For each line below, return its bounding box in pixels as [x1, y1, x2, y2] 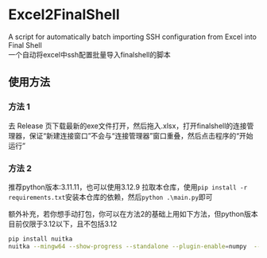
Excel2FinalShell [8, 6, 120, 24]
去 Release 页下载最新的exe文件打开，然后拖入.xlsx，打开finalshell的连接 [8, 121, 248, 131]
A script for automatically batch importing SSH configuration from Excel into [8, 32, 257, 41]
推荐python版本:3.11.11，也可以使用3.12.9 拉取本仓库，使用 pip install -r [8, 182, 248, 192]
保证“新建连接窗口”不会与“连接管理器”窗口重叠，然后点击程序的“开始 [29, 131, 253, 140]
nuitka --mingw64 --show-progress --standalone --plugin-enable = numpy [8, 242, 247, 250]
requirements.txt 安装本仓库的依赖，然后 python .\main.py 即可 [8, 192, 213, 201]
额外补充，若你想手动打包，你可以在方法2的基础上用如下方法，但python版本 [8, 209, 258, 218]
